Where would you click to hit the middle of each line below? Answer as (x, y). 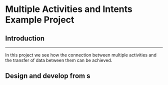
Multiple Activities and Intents (69, 9)
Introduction (25, 38)
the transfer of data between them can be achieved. (59, 60)
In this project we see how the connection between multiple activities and (81, 55)
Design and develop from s (48, 76)
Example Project (40, 20)
